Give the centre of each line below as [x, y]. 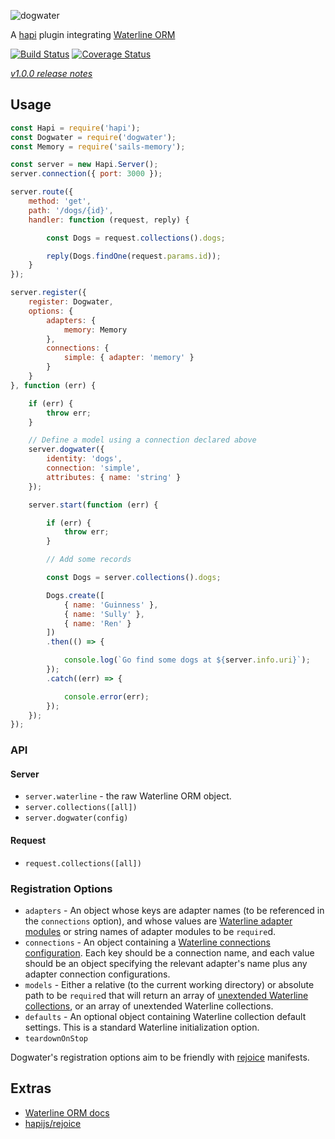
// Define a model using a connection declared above [142, 440]
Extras [31, 1088]
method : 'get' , [60, 201]
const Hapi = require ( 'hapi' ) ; [75, 128]
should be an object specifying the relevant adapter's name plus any [166, 963]
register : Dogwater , [71, 302]
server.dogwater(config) [76, 818]
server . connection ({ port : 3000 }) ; [86, 174]
